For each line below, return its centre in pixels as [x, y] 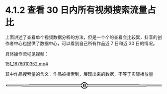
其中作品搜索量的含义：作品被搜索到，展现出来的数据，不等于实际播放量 [79, 74]
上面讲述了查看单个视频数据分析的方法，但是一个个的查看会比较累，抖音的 [81, 37]
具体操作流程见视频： [27, 54]
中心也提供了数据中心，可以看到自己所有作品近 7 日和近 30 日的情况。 [85, 43]
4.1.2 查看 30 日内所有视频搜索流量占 [81, 10]
